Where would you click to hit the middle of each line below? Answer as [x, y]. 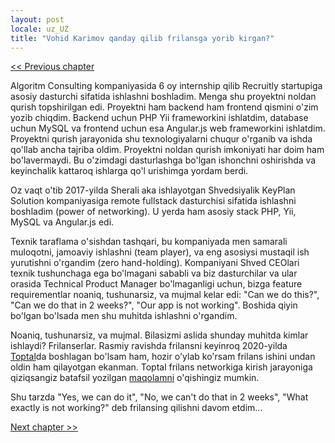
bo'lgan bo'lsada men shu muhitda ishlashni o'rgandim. [124, 316]
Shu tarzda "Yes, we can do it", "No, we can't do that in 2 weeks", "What [159, 397]
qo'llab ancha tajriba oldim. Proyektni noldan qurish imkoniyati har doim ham [167, 150]
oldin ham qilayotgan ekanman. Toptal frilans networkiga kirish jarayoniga [161, 367]
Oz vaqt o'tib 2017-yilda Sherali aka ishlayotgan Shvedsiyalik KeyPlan [153, 190]
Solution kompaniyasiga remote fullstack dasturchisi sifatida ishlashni [153, 201]
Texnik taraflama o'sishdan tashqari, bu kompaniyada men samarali [149, 242]
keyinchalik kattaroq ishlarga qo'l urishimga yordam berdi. [129, 171]
